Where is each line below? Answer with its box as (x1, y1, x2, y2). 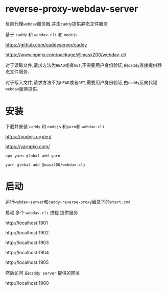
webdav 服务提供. (5, 85, 38, 92)
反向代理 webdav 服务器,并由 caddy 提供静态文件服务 (5, 20, 108, 27)
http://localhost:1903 (5, 239, 49, 246)
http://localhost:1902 (5, 229, 49, 235)
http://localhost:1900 (5, 280, 50, 286)
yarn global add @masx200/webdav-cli (5, 162, 86, 167)
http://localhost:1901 (5, 220, 48, 226)
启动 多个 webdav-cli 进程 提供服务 (5, 209, 78, 215)
